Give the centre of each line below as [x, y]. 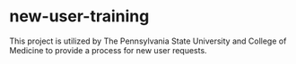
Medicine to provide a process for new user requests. [109, 50]
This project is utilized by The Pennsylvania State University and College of [148, 41]
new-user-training [79, 16]
